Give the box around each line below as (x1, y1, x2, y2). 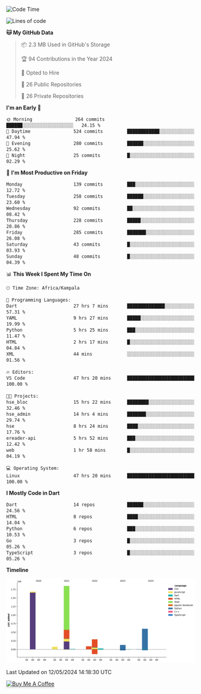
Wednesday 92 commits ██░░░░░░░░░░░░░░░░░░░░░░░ (6, 205, 195, 212)
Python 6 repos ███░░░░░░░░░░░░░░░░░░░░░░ (6, 526, 195, 532)
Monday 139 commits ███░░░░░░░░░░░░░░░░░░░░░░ (6, 181, 195, 187)
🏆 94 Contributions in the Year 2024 (20, 55, 113, 62)
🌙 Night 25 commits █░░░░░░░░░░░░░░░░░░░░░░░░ (6, 153, 195, 159)
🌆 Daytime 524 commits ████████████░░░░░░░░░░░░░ (6, 129, 195, 135)
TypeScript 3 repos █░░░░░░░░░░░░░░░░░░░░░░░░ (6, 550, 195, 556)
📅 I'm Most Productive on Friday (6, 169, 88, 176)
